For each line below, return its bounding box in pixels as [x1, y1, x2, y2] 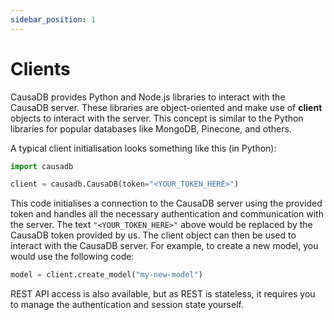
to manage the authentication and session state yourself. [10, 299, 244, 311]
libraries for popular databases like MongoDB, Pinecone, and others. [10, 122, 292, 135]
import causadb [10, 161, 74, 171]
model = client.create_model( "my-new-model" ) [10, 270, 203, 280]
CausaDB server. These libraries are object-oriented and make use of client [10, 101, 323, 113]
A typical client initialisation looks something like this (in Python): [10, 142, 277, 154]
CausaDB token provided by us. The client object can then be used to [10, 229, 297, 241]
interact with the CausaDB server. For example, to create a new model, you [10, 240, 319, 252]
